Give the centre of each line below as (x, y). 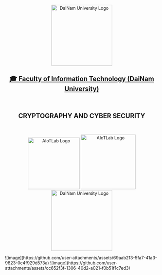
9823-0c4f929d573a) (27, 263)
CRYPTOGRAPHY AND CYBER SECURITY (82, 116)
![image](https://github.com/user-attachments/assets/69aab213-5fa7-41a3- (81, 258)
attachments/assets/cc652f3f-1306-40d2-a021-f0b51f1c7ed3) (68, 268)
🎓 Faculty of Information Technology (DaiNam (82, 79)
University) (82, 89)
